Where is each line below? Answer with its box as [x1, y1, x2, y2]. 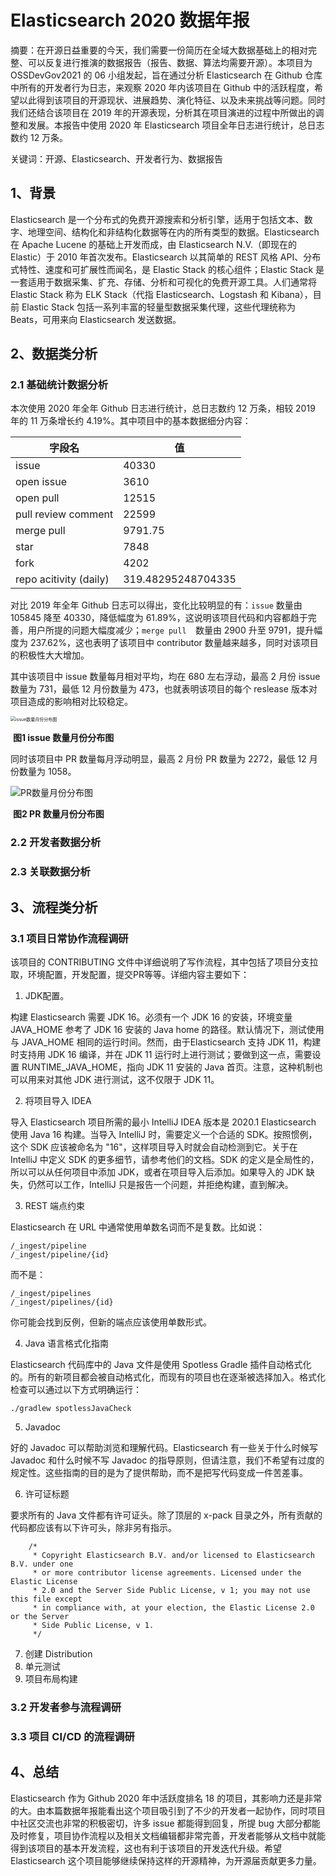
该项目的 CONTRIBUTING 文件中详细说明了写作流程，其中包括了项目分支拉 [10, 956, 319, 968]
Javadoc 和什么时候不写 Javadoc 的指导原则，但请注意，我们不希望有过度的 [10, 1454, 325, 1466]
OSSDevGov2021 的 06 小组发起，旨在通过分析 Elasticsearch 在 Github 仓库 [10, 69, 323, 81]
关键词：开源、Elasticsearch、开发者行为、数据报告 [10, 152, 223, 165]
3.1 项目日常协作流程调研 [10, 931, 129, 945]
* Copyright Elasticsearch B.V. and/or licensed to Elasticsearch [32, 1550, 315, 1560]
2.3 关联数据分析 [10, 865, 91, 879]
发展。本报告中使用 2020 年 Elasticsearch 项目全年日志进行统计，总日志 [27, 119, 325, 131]
